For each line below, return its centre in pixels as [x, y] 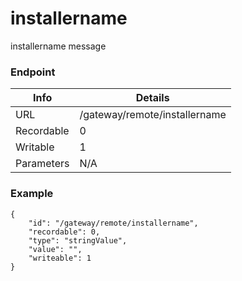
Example [32, 194]
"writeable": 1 [60, 258]
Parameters [42, 164]
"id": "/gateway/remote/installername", [113, 223]
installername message [58, 46]
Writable [35, 147]
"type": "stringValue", [78, 240]
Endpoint [33, 72]
